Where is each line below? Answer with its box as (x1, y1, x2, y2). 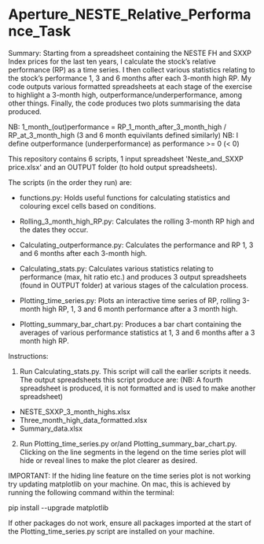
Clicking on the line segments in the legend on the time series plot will (19, 447, 246, 457)
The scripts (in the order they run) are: (8, 177, 132, 187)
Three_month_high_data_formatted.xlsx (19, 415, 148, 424)
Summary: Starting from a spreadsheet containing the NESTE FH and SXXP (8, 48, 251, 57)
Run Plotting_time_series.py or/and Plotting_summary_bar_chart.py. (19, 439, 237, 448)
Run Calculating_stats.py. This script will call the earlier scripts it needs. (19, 366, 251, 376)
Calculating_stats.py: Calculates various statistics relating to (19, 264, 214, 273)
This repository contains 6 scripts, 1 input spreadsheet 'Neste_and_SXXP (8, 154, 244, 163)
